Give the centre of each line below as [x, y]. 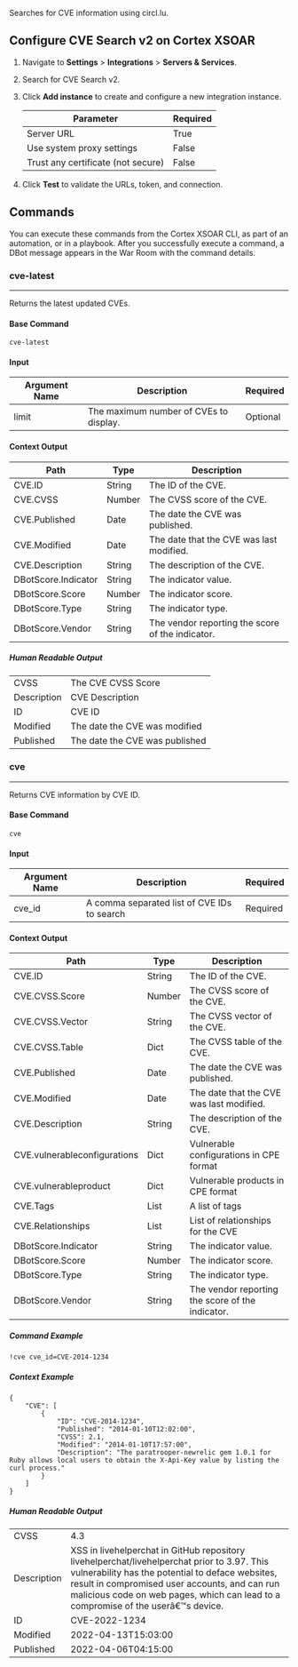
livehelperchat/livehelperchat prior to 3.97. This [169, 1561]
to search [106, 914]
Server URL [51, 133]
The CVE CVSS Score [116, 682]
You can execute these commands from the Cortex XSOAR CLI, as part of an [149, 234]
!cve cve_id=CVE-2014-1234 [59, 1357]
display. [104, 423]
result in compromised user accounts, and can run [175, 1583]
